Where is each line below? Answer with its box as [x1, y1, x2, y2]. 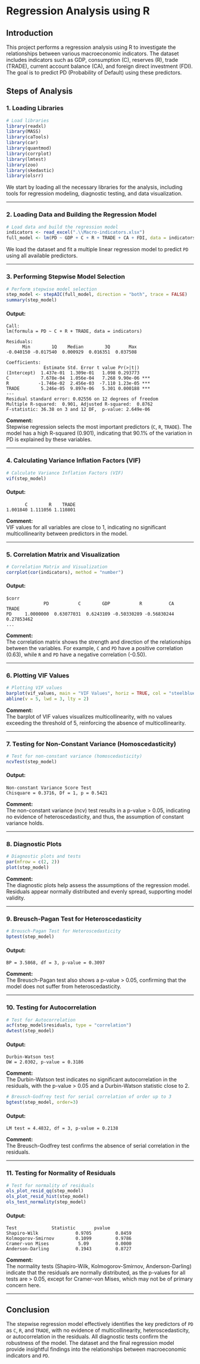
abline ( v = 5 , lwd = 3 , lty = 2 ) [6, 695, 89, 702]
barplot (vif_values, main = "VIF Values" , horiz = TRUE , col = [6, 691, 167, 697]
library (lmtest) [6, 156, 46, 162]
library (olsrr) [6, 173, 44, 179]
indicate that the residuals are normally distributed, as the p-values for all [6, 1269, 186, 1276]
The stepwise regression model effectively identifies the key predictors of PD [6, 1321, 193, 1328]
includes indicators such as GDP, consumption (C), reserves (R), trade [6, 57, 179, 63]
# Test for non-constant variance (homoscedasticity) [6, 753, 143, 760]
